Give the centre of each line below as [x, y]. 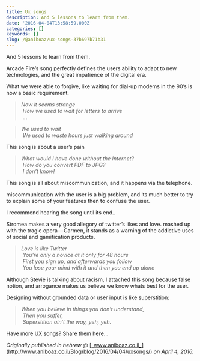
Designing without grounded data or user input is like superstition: [88, 297]
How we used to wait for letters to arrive [72, 111]
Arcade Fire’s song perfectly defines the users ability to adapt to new [92, 68]
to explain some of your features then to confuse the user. [78, 201]
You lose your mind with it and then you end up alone [89, 268]
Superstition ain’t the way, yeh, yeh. [67, 322]
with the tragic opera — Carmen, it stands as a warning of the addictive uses [100, 231]
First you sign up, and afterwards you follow [77, 261]
